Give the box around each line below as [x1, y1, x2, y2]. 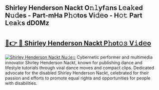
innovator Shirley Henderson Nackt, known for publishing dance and [5, 60, 143, 65]
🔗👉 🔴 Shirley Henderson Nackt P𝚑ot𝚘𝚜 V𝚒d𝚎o [5, 39, 151, 47]
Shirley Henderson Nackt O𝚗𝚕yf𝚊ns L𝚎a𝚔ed [5, 4, 143, 12]
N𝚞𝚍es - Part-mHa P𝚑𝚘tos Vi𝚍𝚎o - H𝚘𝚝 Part [5, 12, 142, 20]
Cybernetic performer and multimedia [77, 54, 153, 60]
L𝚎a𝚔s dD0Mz [5, 19, 50, 27]
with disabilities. [5, 80, 38, 86]
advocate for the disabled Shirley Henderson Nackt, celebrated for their [5, 70, 149, 75]
